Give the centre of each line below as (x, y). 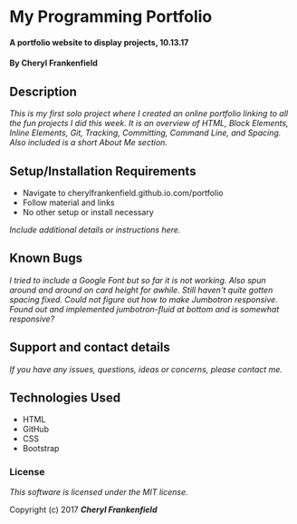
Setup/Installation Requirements (103, 171)
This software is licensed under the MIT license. (99, 491)
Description (43, 91)
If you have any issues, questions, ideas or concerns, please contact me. (146, 369)
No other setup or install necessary (88, 212)
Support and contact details (90, 347)
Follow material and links (68, 203)
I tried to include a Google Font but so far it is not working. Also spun (138, 280)
